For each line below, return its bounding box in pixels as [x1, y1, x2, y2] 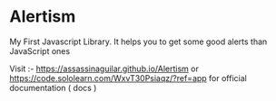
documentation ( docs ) [9, 82, 97, 93]
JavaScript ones [9, 45, 71, 56]
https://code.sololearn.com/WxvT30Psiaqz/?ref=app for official [9, 72, 247, 83]
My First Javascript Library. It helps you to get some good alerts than [9, 36, 268, 47]
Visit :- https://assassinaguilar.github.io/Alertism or [9, 63, 200, 74]
